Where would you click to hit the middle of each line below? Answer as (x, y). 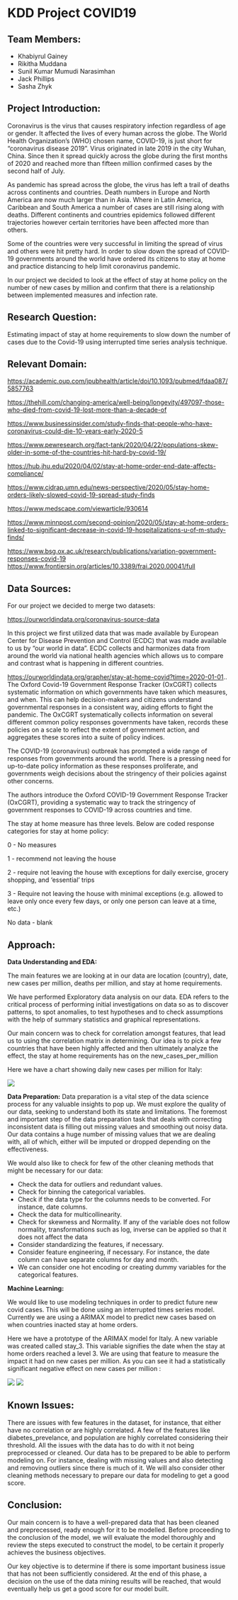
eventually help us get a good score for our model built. (88, 1589)
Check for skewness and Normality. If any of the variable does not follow (124, 1222)
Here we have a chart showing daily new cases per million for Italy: (105, 1070)
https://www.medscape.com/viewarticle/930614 (78, 509)
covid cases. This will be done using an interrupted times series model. (111, 1310)
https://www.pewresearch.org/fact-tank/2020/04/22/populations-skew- (113, 445)
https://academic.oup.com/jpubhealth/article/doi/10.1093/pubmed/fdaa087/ (118, 381)
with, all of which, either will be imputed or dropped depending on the (109, 1142)
